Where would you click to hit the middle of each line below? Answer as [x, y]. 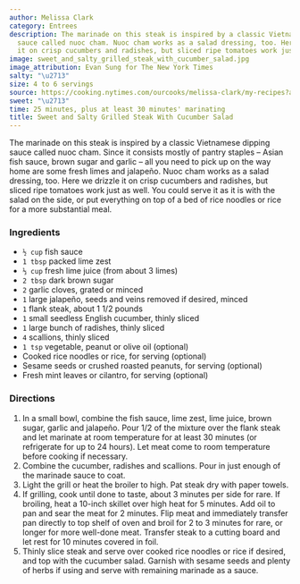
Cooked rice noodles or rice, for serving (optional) [114, 356]
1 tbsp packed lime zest [67, 261]
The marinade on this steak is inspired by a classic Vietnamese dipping [140, 143]
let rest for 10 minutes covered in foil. [90, 541]
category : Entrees [43, 26]
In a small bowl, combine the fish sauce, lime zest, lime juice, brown [147, 418]
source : [24, 92]
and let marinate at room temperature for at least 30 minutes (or [139, 437]
